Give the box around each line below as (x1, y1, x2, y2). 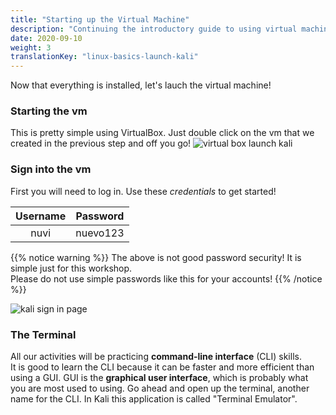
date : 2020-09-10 (10, 33, 83, 43)
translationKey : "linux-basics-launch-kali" (10, 52, 199, 62)
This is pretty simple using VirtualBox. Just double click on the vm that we (10, 127, 315, 139)
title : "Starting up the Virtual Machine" (10, 14, 190, 25)
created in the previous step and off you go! (10, 137, 192, 150)
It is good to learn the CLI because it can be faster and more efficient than (10, 361, 315, 373)
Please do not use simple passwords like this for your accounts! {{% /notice (10, 272, 323, 285)
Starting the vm (10, 104, 88, 118)
